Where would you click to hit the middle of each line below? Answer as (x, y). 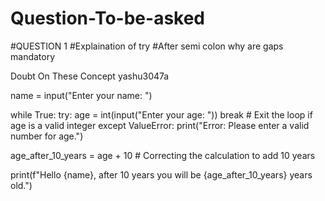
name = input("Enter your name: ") (81, 95)
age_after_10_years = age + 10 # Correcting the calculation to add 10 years (163, 155)
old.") (21, 185)
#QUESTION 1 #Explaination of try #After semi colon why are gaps (147, 46)
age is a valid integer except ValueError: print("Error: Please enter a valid (160, 125)
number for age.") (47, 136)
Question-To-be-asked (108, 18)
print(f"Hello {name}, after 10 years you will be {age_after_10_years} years (161, 174)
